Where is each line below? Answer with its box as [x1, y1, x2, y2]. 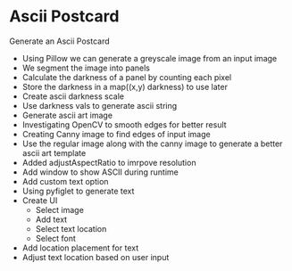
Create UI [21, 194, 58, 206]
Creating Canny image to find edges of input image [21, 128, 212, 139]
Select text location [35, 223, 107, 234]
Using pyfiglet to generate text [21, 185, 135, 196]
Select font [35, 233, 76, 243]
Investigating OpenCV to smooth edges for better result [21, 119, 227, 130]
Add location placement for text [21, 242, 139, 253]
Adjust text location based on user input [21, 251, 170, 262]
